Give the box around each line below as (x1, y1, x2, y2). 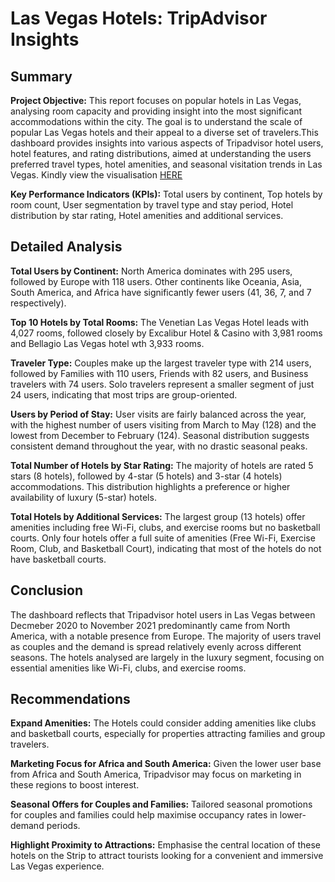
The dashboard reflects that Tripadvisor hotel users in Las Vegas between (10, 608, 316, 621)
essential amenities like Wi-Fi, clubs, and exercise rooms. (10, 662, 247, 674)
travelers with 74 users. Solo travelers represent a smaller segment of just (10, 378, 315, 390)
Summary (10, 68, 73, 85)
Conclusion (10, 582, 84, 599)
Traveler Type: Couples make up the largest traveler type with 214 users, (10, 357, 312, 369)
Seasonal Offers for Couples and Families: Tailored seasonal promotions (10, 798, 313, 811)
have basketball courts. (10, 553, 107, 565)
